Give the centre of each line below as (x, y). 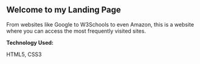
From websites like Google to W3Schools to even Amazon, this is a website (100, 24)
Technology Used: (30, 42)
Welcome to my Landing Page (64, 10)
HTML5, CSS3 (24, 54)
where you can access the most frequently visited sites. (76, 31)
